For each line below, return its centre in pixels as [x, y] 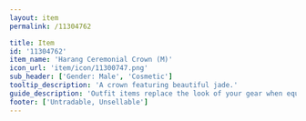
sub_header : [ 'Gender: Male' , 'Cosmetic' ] [91, 77]
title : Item [32, 43]
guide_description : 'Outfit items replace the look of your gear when [146, 93]
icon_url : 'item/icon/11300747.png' [79, 68]
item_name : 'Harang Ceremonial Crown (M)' [91, 60]
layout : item [34, 18]
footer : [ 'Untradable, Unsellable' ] [79, 102]
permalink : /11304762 [51, 26]
